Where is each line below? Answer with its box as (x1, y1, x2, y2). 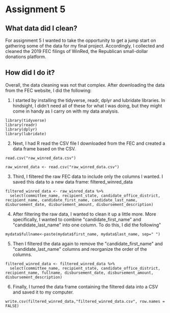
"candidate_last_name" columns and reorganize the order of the (12, 246, 147, 252)
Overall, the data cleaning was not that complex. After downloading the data (5, 82, 165, 88)
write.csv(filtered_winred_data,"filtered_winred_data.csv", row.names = (5, 299, 165, 304)
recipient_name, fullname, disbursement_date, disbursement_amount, (5, 270, 154, 275)
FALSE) (5, 303, 19, 308)
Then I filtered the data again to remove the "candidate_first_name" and (12, 241, 163, 247)
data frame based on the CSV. (12, 145, 76, 151)
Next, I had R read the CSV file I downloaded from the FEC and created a (12, 140, 165, 146)
